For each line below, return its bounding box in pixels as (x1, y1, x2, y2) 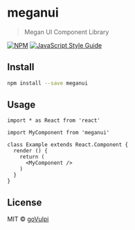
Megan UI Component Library (24, 28, 109, 36)
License (7, 196, 42, 209)
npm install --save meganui (7, 80, 89, 87)
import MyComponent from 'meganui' (7, 130, 110, 136)
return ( (19, 154, 45, 161)
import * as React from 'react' (7, 117, 100, 124)
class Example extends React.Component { (7, 141, 129, 148)
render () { (13, 148, 48, 154)
